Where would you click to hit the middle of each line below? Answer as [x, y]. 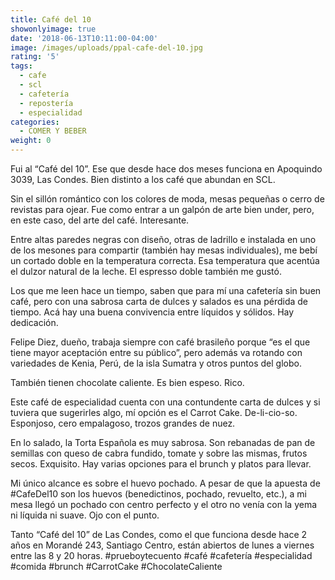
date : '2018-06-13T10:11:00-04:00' [84, 38]
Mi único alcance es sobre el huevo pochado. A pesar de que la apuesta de [165, 483]
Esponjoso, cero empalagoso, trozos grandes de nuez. [123, 423]
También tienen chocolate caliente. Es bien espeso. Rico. [127, 382]
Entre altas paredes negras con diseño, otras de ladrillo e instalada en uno [163, 239]
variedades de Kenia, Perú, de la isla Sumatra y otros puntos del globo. [156, 363]
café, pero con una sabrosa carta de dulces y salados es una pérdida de [159, 301]
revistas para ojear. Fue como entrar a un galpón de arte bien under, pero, [162, 209]
